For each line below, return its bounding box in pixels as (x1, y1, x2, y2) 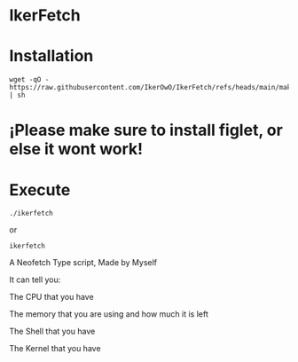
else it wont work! (9, 139, 144, 160)
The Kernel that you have (9, 343, 101, 354)
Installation (9, 46, 94, 67)
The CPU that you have (9, 292, 95, 303)
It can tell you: (9, 274, 61, 285)
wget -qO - (9, 75, 50, 84)
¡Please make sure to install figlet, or (9, 121, 284, 140)
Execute (9, 179, 71, 200)
